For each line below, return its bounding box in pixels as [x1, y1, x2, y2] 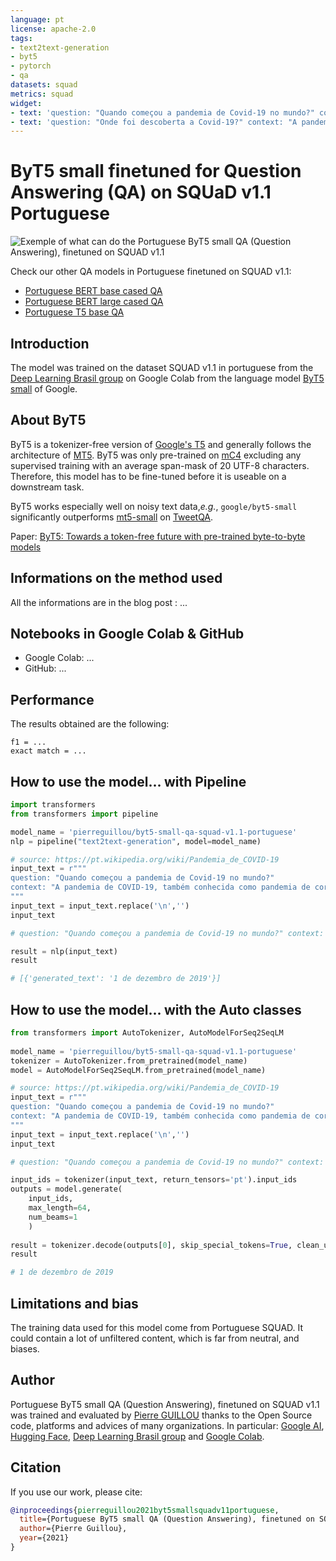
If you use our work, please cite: [10, 1486, 143, 1498]
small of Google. [10, 383, 78, 395]
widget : [10, 98, 43, 108]
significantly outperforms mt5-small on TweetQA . [10, 511, 214, 523]
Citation [10, 1459, 62, 1476]
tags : [10, 33, 33, 43]
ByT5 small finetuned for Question [10, 160, 302, 183]
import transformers [10, 800, 97, 810]
